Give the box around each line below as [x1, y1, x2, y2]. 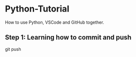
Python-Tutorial [5, 3, 69, 14]
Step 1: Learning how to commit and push [5, 33, 132, 42]
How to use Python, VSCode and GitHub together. [5, 19, 105, 25]
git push [5, 46, 22, 52]
